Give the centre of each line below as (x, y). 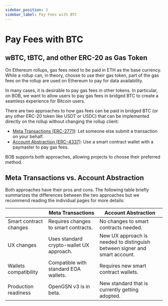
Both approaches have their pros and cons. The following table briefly (77, 190)
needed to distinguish (125, 242)
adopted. (110, 296)
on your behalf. (28, 136)
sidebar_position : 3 (27, 10)
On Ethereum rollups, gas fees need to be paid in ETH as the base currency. (83, 70)
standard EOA (64, 269)
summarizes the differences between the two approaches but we (72, 195)
